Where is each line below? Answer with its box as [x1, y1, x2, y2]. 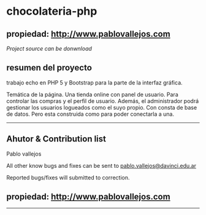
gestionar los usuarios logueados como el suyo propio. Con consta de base [6, 104, 197, 111]
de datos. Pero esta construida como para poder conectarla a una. [6, 110, 175, 118]
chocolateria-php [6, 4, 97, 18]
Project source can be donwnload [6, 45, 92, 52]
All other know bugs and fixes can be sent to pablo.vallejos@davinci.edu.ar [6, 162, 196, 169]
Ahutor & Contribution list [6, 134, 106, 145]
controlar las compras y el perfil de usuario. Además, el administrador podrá [6, 97, 199, 105]
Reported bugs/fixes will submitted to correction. [6, 173, 130, 181]
